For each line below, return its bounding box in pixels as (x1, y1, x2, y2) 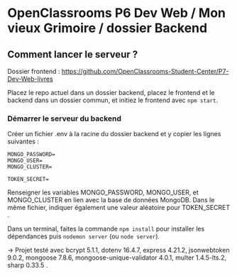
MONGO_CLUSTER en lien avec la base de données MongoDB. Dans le (7, 196, 215, 204)
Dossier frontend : (7, 67, 60, 75)
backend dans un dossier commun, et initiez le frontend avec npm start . (7, 96, 219, 104)
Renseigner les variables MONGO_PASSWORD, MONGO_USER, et (7, 188, 199, 197)
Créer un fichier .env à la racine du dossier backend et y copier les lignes (7, 130, 221, 138)
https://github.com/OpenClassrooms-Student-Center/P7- (61, 67, 229, 75)
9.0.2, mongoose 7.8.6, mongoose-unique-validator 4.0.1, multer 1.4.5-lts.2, (7, 253, 227, 262)
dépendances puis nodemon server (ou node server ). (7, 232, 160, 241)
